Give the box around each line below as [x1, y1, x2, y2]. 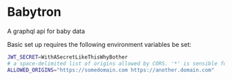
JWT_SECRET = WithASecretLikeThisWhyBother [7, 53, 128, 61]
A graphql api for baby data [7, 27, 85, 35]
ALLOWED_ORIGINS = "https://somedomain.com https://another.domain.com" [7, 66, 215, 73]
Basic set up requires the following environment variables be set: [7, 40, 192, 48]
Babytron [7, 4, 61, 20]
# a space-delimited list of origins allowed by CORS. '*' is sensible [7, 60, 217, 67]
